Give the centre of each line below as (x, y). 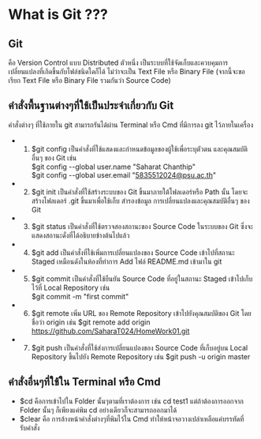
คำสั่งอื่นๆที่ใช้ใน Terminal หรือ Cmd (84, 382)
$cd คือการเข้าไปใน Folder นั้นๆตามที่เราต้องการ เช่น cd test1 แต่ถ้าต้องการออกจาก (132, 401)
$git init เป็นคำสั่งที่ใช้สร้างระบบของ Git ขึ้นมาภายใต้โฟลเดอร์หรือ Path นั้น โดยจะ (140, 192)
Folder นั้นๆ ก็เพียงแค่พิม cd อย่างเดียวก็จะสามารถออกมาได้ (98, 410)
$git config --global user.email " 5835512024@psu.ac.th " (124, 174)
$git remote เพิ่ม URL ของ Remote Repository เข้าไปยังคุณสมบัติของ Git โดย (142, 313)
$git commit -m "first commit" (80, 296)
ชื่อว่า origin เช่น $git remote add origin (91, 322)
